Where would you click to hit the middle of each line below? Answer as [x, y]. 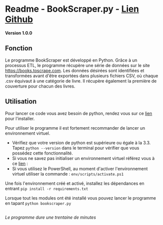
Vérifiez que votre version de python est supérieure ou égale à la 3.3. [81, 142]
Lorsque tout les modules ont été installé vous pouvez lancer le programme [81, 198]
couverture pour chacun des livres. [40, 86]
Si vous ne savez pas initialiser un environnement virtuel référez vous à [83, 158]
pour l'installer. [20, 118]
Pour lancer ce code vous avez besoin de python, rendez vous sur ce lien [79, 113]
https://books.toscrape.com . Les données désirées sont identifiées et [75, 70]
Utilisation [21, 101]
